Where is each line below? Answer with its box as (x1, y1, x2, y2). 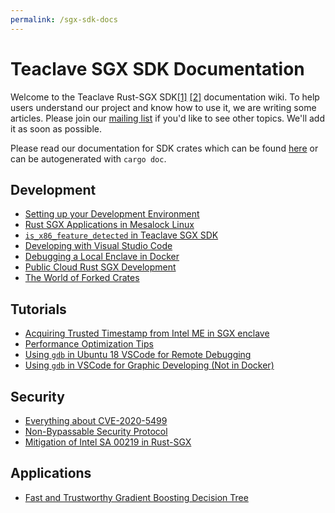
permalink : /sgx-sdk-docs (10, 14, 118, 25)
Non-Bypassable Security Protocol (24, 426, 168, 437)
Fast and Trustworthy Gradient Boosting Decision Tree (24, 491, 249, 503)
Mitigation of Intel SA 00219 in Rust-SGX (24, 436, 192, 448)
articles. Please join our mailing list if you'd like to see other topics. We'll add (10, 112, 325, 124)
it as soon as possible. (10, 122, 102, 135)
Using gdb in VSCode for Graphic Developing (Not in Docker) (24, 359, 275, 371)
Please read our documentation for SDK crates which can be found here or (10, 142, 319, 154)
